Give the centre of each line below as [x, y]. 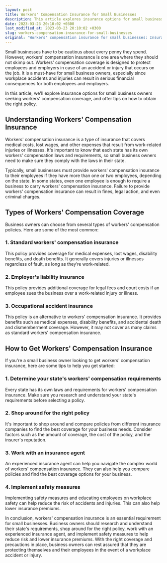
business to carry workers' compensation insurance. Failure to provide [78, 186]
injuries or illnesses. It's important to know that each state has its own [77, 150]
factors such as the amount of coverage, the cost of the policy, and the [78, 434]
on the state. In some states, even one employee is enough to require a [78, 181]
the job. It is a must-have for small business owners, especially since [76, 73]
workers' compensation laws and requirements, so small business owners [81, 155]
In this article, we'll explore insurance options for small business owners [79, 93]
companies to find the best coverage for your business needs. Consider [79, 429]
